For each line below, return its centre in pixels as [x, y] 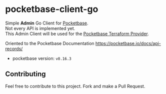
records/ [14, 48]
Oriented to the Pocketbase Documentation [50, 43]
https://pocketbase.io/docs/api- [128, 43]
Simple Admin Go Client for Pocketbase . [47, 23]
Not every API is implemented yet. [40, 28]
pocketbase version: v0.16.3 [42, 58]
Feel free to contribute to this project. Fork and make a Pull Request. [75, 86]
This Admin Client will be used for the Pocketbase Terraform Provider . [77, 33]
